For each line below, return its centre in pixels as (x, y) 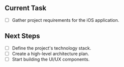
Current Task (26, 8)
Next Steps (22, 36)
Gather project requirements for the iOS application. (66, 20)
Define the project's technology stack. (51, 48)
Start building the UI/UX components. (51, 59)
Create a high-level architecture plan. (50, 54)
